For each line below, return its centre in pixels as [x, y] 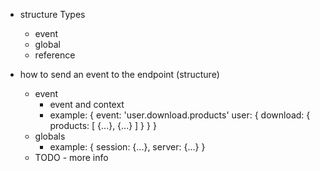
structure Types [52, 14]
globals [50, 136]
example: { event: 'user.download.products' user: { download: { [180, 115]
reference [55, 55]
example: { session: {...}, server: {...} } [127, 147]
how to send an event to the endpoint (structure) [119, 74]
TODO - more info [71, 157]
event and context [87, 104]
